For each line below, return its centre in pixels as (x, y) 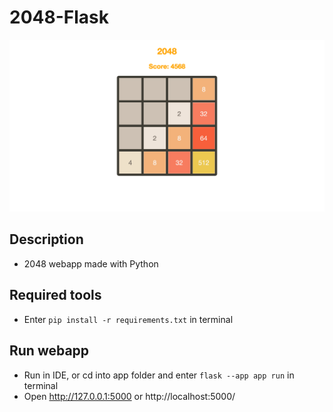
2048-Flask (59, 17)
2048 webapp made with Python (91, 263)
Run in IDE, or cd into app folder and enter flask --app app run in (159, 375)
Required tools (55, 295)
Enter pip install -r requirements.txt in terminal (128, 319)
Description (46, 239)
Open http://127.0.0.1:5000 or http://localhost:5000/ (129, 396)
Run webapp (49, 351)
